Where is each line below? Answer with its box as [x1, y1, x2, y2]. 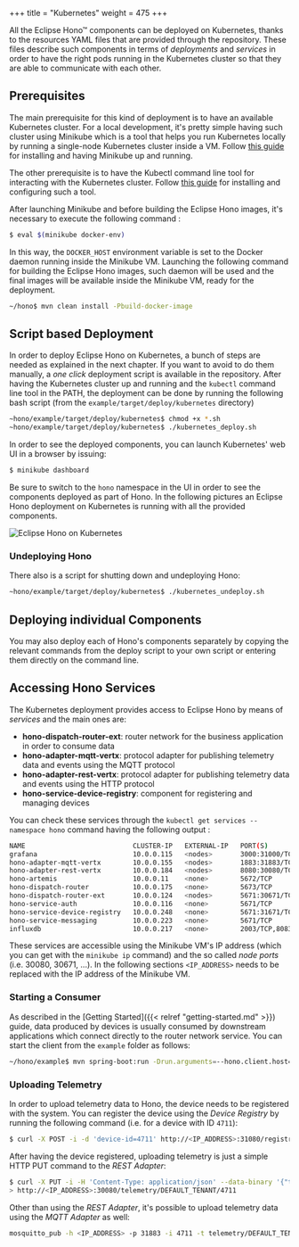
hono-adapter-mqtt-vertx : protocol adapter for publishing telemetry [21, 749, 274, 761]
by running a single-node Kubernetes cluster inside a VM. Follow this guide [9, 140, 285, 151]
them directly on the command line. [9, 655, 140, 665]
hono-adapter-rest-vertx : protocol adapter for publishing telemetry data [21, 769, 290, 780]
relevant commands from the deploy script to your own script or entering [9, 645, 277, 656]
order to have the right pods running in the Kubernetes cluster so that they [9, 54, 282, 63]
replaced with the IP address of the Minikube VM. [9, 969, 191, 979]
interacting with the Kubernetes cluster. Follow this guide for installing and [9, 177, 281, 187]
